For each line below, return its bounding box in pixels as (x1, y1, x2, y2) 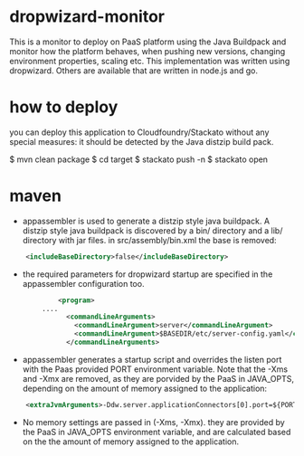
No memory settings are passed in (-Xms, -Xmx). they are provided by (22, 416, 285, 427)
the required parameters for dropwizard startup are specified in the (22, 269, 273, 280)
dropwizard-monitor (9, 6, 166, 27)
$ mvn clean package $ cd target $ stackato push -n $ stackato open (9, 154, 269, 165)
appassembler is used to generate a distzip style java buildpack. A (22, 215, 270, 226)
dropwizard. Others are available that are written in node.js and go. (9, 65, 258, 76)
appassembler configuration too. (22, 278, 145, 289)
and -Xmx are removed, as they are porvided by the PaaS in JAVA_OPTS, (22, 373, 294, 384)
